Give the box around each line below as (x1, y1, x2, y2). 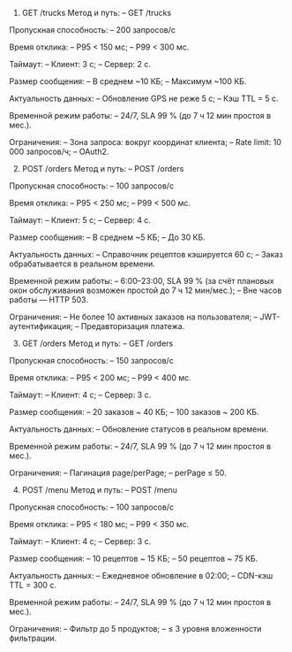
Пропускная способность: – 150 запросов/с (9, 356, 174, 365)
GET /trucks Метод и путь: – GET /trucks (21, 8, 172, 18)
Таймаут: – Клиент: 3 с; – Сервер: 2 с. (9, 59, 152, 69)
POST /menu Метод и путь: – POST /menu (21, 485, 178, 495)
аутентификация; (9, 321, 73, 331)
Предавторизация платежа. (80, 321, 185, 331)
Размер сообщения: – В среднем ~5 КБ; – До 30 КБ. (9, 232, 206, 242)
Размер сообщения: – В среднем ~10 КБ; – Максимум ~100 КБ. (9, 76, 247, 87)
